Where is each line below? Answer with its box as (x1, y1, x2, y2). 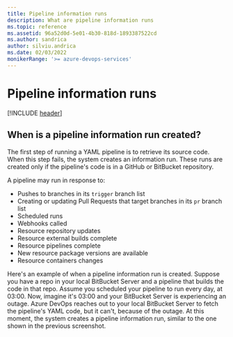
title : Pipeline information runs (7, 10, 108, 17)
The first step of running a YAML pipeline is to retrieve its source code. (7, 147, 210, 156)
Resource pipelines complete (17, 241, 101, 250)
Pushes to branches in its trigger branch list (17, 189, 145, 197)
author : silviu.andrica (7, 43, 77, 50)
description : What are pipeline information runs (7, 17, 154, 24)
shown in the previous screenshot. (7, 322, 106, 330)
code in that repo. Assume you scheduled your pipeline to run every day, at (7, 284, 223, 293)
